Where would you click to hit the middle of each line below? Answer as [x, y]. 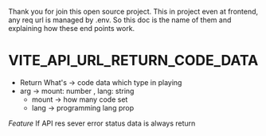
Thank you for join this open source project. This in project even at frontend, [133, 12]
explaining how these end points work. [72, 28]
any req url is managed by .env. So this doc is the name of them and [120, 20]
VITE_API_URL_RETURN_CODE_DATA [133, 61]
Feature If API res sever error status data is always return [102, 123]
